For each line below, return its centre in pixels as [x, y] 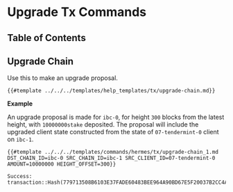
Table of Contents [47, 38]
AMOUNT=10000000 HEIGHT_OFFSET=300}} [62, 164]
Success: [20, 177]
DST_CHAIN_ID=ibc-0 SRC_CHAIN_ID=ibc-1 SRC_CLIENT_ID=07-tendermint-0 [111, 158]
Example [20, 104]
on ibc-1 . [20, 139]
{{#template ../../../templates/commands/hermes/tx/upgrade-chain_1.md [113, 152]
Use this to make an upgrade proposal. [62, 78]
